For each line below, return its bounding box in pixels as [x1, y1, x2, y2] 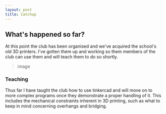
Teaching [5, 76, 28, 83]
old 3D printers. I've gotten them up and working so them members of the [5, 49, 156, 55]
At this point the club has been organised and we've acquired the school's [5, 43, 157, 50]
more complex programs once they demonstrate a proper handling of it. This [5, 92, 162, 98]
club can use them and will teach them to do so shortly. [5, 54, 118, 60]
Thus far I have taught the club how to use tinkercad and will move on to [5, 87, 153, 93]
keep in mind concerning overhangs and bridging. [5, 103, 108, 109]
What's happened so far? [5, 30, 85, 39]
